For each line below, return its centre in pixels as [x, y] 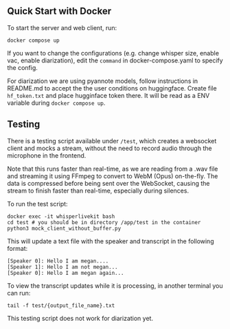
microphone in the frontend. [47, 155]
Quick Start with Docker [59, 11]
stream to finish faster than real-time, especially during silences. [98, 191]
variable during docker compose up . [56, 103]
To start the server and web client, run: [62, 27]
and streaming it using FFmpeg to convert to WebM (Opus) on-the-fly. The [113, 176]
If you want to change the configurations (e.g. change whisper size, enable [113, 53]
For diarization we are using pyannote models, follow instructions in [103, 81]
